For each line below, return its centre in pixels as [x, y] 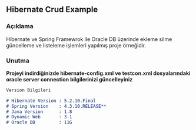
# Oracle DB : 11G [39, 122]
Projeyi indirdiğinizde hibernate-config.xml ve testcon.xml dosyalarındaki [98, 73]
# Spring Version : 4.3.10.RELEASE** [57, 106]
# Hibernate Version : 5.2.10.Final [51, 101]
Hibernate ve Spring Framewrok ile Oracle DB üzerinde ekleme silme [89, 39]
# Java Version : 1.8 [39, 112]
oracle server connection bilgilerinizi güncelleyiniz [69, 79]
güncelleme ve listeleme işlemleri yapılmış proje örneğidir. [76, 45]
